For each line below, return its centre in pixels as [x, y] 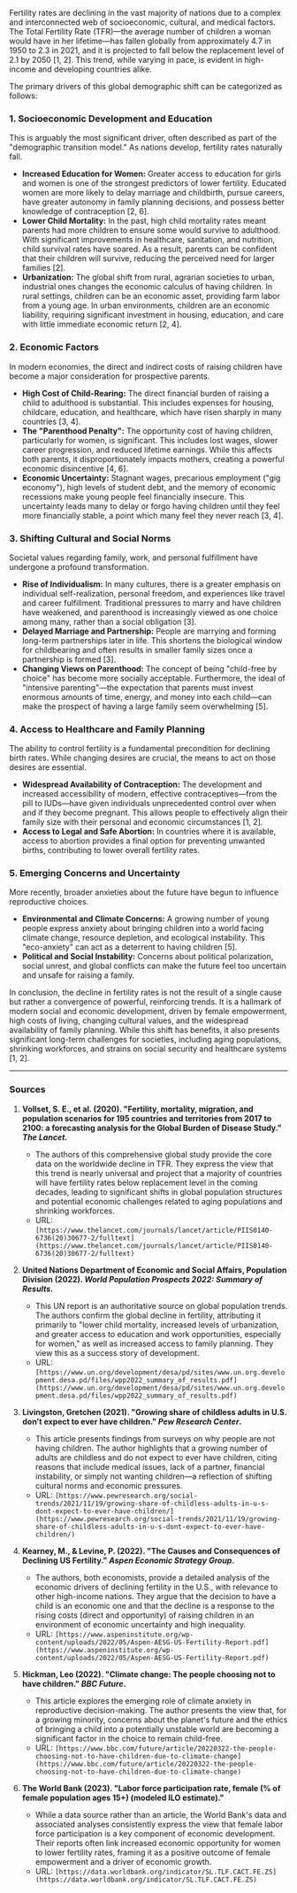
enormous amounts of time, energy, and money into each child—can [147, 696]
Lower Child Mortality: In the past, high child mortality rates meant [144, 221]
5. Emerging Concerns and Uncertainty [95, 873]
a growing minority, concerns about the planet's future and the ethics [161, 1720]
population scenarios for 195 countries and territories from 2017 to [147, 1118]
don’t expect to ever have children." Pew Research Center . [132, 1421]
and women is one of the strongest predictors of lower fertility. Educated [154, 183]
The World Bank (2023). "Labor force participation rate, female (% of [151, 1788]
